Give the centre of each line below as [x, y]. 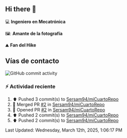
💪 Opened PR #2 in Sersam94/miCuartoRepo [59, 109]
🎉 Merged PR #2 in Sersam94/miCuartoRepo [58, 104]
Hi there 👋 [21, 9]
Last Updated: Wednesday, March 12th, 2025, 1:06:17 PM [64, 130]
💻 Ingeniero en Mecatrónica [35, 21]
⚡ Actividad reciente [30, 86]
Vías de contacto [32, 61]
